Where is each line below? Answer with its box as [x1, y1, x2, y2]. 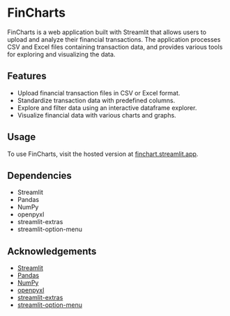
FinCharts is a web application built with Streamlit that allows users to [7, 28, 207, 36]
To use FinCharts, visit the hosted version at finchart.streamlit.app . [7, 150, 199, 158]
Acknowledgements [7, 245, 97, 257]
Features [7, 70, 47, 82]
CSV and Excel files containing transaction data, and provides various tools [7, 42, 223, 51]
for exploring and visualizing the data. [7, 50, 116, 58]
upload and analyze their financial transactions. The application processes [7, 35, 221, 43]
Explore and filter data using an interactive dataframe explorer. [17, 103, 197, 112]
